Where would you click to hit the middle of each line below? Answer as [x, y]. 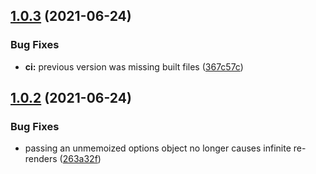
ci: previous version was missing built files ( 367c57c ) [134, 66]
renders [41, 159]
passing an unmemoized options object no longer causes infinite [158, 148]
